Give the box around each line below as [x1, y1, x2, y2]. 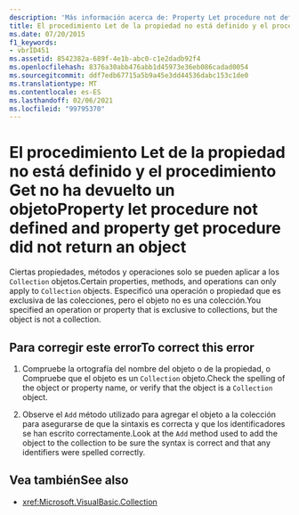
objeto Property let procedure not [9, 200, 258, 219]
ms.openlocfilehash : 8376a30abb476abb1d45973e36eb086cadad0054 [9, 63, 249, 72]
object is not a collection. [9, 314, 101, 325]
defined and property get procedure [9, 218, 282, 239]
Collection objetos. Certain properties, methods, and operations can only [9, 276, 278, 287]
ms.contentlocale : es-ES [9, 87, 101, 96]
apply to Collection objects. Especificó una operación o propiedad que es [9, 286, 282, 297]
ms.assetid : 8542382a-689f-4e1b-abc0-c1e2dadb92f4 [9, 54, 201, 63]
